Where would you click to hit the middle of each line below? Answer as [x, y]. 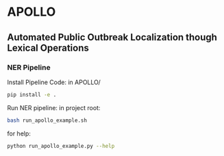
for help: [19, 133]
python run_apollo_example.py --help [61, 146]
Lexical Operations [48, 48]
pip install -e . [32, 94]
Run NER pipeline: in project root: [54, 107]
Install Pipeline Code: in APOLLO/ [54, 82]
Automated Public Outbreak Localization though [112, 37]
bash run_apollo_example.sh [47, 120]
